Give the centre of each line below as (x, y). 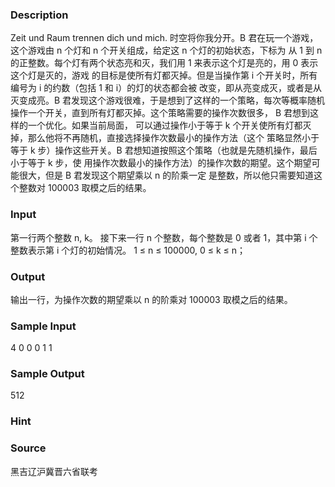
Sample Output (47, 374)
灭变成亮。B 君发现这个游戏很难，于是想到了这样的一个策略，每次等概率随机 (168, 100)
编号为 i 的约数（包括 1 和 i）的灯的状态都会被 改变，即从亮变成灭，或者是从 (166, 88)
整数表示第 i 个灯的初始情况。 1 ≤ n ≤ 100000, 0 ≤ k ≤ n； (128, 250)
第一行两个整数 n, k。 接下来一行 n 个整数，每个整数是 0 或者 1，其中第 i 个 (164, 237)
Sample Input (43, 326)
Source (28, 448)
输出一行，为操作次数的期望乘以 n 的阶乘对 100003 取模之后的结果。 (151, 299)
